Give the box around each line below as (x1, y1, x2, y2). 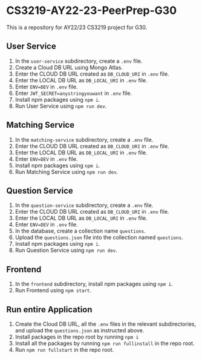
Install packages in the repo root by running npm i (15, 334, 139, 340)
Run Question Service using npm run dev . (15, 246, 118, 254)
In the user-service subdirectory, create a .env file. (15, 57, 143, 64)
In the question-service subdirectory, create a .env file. (15, 202, 154, 209)
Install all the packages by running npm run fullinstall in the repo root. (15, 340, 195, 347)
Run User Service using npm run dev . (15, 102, 107, 110)
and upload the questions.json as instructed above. (15, 327, 145, 334)
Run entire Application (6, 304, 93, 315)
